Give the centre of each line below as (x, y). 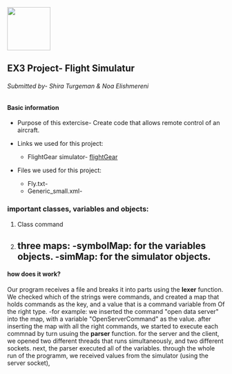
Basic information (33, 107)
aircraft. (28, 130)
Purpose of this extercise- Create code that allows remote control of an (118, 123)
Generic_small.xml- (55, 191)
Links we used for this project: (60, 144)
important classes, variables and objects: (78, 209)
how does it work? (34, 274)
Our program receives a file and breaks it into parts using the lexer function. (115, 290)
